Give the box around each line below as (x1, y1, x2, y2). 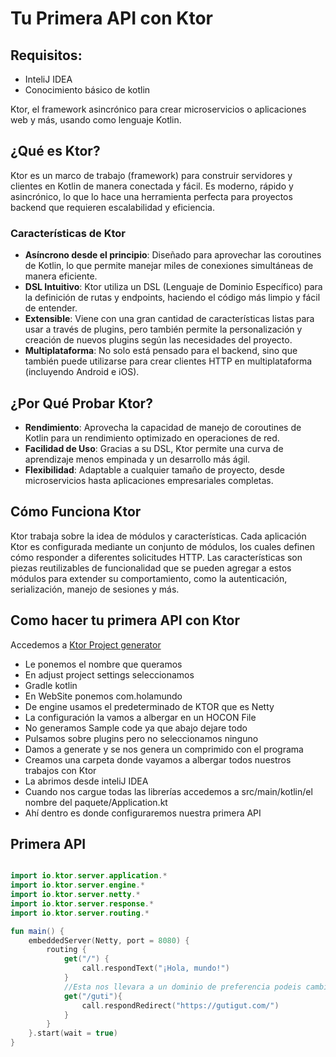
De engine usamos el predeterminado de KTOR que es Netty (24, 700, 275, 712)
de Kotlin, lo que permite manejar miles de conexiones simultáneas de (24, 260, 314, 272)
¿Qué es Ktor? (10, 143, 101, 160)
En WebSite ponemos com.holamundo (24, 690, 183, 702)
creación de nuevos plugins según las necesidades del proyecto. (24, 334, 293, 346)
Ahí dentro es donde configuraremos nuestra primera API (24, 807, 262, 819)
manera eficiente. (24, 270, 98, 282)
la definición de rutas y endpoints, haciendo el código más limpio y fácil (24, 292, 321, 304)
